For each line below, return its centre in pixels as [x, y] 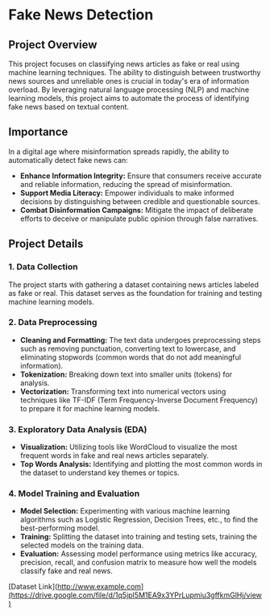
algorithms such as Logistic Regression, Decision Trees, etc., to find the [139, 520]
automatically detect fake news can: [69, 160]
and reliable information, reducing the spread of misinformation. [126, 184]
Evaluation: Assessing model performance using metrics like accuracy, [139, 554]
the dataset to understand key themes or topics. [100, 472]
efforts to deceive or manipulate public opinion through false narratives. [139, 219]
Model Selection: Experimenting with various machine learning [125, 511]
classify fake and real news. [66, 571]
